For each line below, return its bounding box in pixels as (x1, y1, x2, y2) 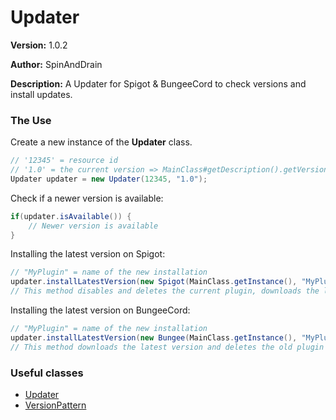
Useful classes (10, 366, 84, 380)
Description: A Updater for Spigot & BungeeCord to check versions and (10, 77, 307, 90)
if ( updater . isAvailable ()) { (10, 211, 132, 221)
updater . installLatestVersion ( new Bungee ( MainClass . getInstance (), (10, 332, 298, 343)
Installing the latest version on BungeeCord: (10, 304, 191, 316)
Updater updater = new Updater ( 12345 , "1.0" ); (10, 174, 208, 184)
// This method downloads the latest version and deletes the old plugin (10, 342, 325, 352)
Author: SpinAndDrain (10, 58, 103, 70)
